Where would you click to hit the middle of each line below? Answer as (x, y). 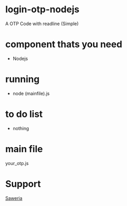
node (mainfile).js (31, 93)
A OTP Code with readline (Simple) (42, 24)
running (23, 79)
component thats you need (64, 44)
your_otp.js (17, 163)
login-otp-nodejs (42, 9)
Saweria (14, 198)
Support (23, 184)
